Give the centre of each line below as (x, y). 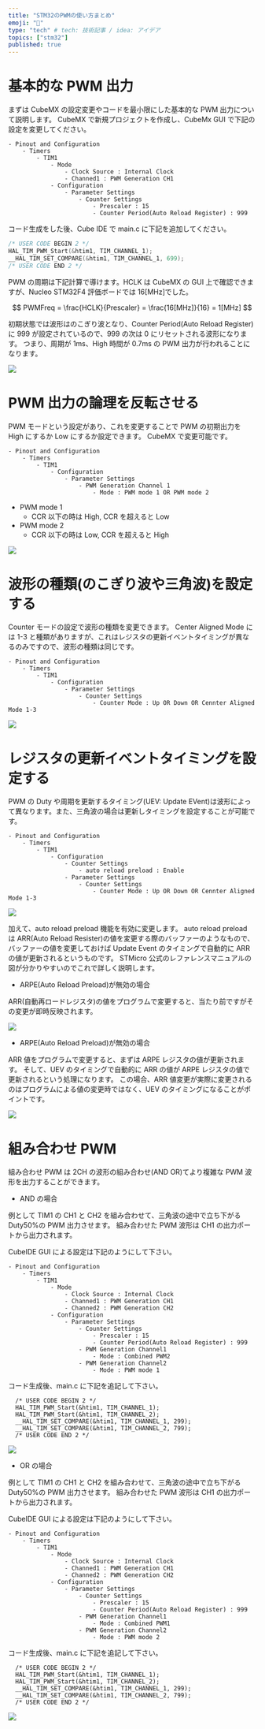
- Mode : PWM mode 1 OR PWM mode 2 (151, 492)
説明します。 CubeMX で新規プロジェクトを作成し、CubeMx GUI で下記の (135, 120)
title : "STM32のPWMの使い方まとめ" (62, 15)
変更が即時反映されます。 (56, 1012)
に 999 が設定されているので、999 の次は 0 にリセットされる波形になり (124, 334)
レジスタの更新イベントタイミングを (125, 758)
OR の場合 (36, 1466)
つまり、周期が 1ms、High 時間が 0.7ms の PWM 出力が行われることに (137, 343)
